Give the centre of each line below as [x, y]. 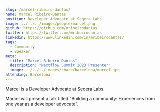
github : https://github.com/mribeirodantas [51, 28]
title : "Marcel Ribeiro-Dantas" [44, 61]
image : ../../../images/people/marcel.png [50, 24]
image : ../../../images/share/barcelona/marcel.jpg [65, 70]
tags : [11, 42]
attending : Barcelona [28, 75]
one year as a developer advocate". [42, 104]
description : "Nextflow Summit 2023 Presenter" [60, 65]
